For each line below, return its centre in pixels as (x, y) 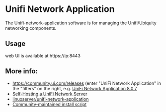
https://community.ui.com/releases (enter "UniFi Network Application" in (87, 83)
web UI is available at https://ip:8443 (43, 56)
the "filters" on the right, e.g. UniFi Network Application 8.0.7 (75, 88)
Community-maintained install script (49, 104)
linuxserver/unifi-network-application (50, 99)
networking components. (31, 28)
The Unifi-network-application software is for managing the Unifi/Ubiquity (81, 23)
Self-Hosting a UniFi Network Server (50, 94)
